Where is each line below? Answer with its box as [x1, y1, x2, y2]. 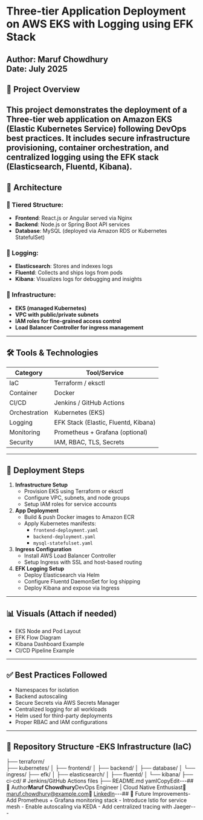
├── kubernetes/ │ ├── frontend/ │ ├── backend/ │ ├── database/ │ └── [6, 764, 196, 771]
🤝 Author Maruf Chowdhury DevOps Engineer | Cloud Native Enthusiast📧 [6, 784, 186, 791]
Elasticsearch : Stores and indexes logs [14, 263, 113, 270]
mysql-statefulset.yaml [33, 540, 93, 546]
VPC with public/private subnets [14, 311, 99, 318]
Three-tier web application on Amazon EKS [6, 114, 172, 125]
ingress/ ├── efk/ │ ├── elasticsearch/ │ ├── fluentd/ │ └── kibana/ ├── [6, 770, 193, 778]
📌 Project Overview [6, 84, 80, 95]
